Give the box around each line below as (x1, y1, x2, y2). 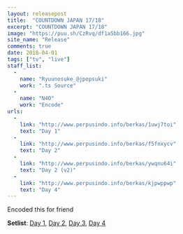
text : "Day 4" (20, 186, 61, 193)
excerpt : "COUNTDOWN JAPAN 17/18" (7, 23, 108, 30)
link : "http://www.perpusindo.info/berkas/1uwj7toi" (20, 121, 177, 128)
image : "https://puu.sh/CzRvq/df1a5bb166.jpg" (7, 29, 145, 37)
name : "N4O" (20, 95, 54, 102)
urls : (7, 108, 23, 115)
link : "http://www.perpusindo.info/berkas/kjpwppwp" (20, 179, 177, 186)
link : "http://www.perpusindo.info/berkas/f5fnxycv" (20, 141, 177, 148)
